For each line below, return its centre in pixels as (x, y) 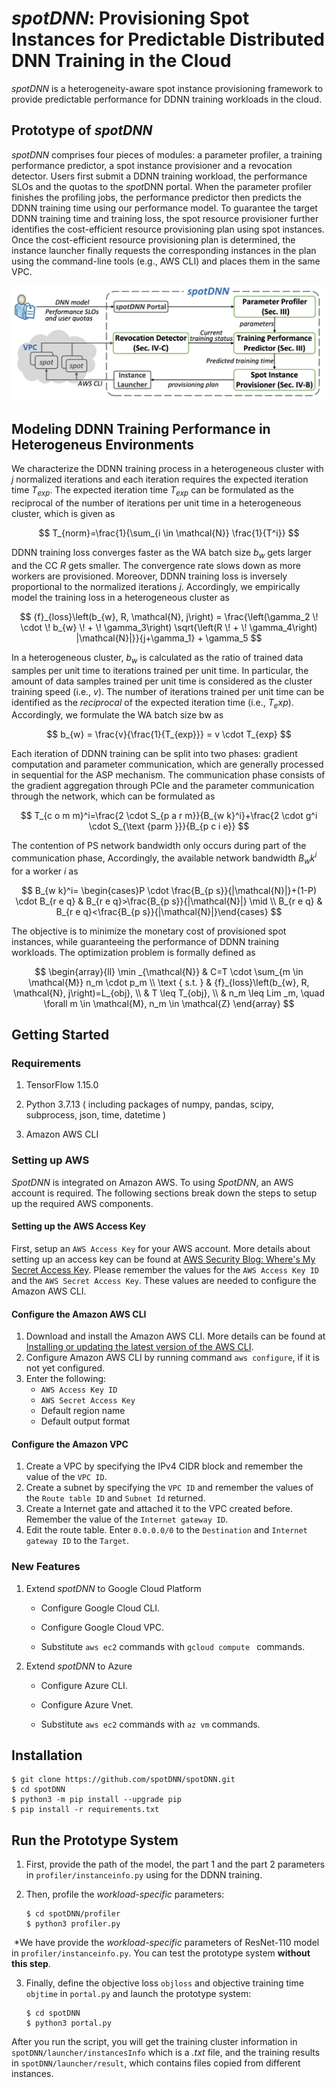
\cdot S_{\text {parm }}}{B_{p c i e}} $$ (169, 826)
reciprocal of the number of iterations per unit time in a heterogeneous (156, 503)
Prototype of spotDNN (82, 130)
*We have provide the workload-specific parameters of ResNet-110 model (166, 1943)
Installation (47, 1755)
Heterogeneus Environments (103, 444)
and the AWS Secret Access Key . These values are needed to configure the (164, 1280)
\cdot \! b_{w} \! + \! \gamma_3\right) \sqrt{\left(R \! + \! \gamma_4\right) (169, 627)
